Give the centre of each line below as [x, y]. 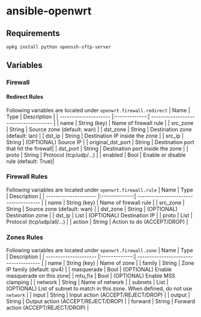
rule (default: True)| [30, 161]
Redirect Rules [25, 97]
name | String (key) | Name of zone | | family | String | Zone [121, 263]
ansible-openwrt [49, 11]
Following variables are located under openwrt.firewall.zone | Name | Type [100, 250]
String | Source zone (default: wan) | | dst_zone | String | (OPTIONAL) [92, 209]
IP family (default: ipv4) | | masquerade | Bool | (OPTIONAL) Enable [89, 270]
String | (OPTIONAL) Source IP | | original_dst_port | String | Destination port [100, 142]
